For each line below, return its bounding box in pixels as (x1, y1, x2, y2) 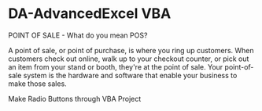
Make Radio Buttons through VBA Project (8, 94, 142, 103)
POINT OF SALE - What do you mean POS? (8, 30, 148, 40)
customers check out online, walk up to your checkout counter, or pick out (8, 54, 249, 63)
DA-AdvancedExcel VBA (8, 5, 172, 23)
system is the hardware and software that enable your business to (23, 70, 238, 80)
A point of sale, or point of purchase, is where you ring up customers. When (8, 45, 254, 55)
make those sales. (8, 79, 67, 88)
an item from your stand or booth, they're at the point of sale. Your (8, 62, 223, 71)
